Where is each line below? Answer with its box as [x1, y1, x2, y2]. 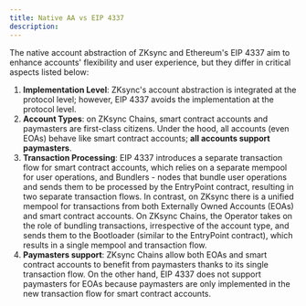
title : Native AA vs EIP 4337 [9, 13, 125, 23]
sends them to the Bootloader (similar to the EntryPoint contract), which [22, 229, 294, 240]
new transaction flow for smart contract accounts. [22, 288, 212, 299]
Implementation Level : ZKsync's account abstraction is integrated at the [22, 84, 297, 95]
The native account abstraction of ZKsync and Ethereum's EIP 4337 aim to [9, 47, 290, 58]
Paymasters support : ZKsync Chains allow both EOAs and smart [22, 248, 268, 260]
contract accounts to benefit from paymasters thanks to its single [22, 259, 269, 269]
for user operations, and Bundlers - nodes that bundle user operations [22, 171, 288, 183]
